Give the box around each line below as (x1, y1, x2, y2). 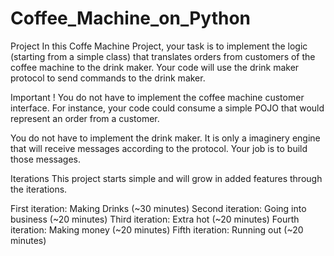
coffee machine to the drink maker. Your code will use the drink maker (10, 61, 300, 73)
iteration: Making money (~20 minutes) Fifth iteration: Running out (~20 (10, 223, 304, 236)
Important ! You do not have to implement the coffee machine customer (10, 91, 305, 103)
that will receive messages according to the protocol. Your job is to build (10, 142, 308, 154)
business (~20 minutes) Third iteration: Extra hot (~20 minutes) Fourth (10, 213, 300, 225)
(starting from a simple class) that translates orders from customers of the (10, 50, 316, 62)
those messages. (10, 153, 81, 165)
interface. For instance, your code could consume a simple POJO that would (10, 102, 325, 114)
